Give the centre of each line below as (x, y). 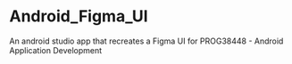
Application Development (56, 50)
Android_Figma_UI (79, 16)
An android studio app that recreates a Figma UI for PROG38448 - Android (146, 41)
